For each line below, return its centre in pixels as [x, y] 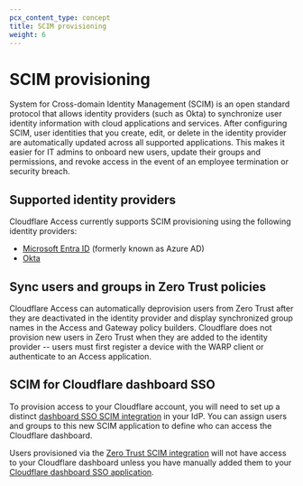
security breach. [40, 172]
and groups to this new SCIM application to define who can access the [141, 425]
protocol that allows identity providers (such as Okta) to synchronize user [146, 114]
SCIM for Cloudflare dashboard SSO [112, 385]
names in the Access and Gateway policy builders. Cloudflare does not [141, 327]
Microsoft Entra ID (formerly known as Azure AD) [113, 248]
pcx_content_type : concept [60, 18]
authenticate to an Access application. [80, 356]
